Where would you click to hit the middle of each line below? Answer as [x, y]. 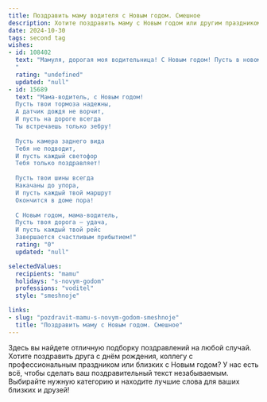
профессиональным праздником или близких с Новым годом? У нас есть [133, 364]
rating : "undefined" [49, 75]
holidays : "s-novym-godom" [60, 281]
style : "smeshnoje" [48, 296]
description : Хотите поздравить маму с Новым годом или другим [115, 23]
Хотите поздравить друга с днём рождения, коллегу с [101, 356]
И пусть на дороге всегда [58, 119]
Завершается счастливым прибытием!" [76, 238]
